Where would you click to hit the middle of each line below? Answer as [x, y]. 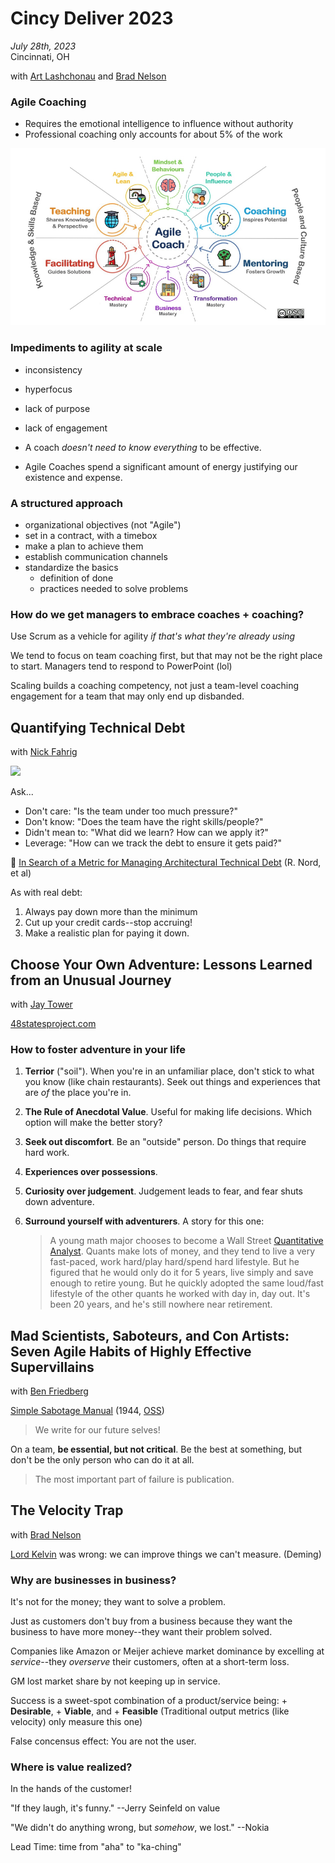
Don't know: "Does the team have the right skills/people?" [144, 822]
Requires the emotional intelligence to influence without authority [159, 124]
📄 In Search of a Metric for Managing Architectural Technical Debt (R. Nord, [166, 863]
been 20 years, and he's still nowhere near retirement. [161, 1304]
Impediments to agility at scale [86, 348]
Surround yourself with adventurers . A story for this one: [144, 1221]
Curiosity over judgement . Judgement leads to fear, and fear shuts [164, 1191]
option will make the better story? [93, 1123]
